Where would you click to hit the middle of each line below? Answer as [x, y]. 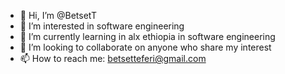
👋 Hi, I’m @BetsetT [58, 15]
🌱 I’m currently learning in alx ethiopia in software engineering [147, 36]
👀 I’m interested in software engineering [102, 26]
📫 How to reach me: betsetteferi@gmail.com [113, 58]
